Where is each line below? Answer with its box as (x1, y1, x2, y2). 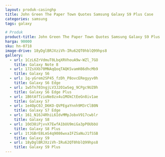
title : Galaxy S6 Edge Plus (14, 89, 72, 94)
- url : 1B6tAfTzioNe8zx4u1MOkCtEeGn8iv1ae (9, 94, 98, 99)
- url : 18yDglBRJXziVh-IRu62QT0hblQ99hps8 (9, 140, 98, 145)
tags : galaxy (5, 21, 32, 26)
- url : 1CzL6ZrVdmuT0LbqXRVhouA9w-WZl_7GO (9, 57, 98, 62)
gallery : (5, 53, 23, 58)
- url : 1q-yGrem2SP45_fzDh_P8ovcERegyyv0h (9, 76, 98, 81)
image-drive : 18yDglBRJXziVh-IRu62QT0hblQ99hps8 (5, 48, 107, 53)
